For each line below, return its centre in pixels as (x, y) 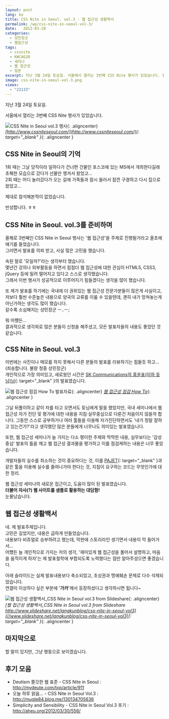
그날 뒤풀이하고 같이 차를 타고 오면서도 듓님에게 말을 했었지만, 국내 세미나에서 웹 (84, 407)
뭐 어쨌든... (16, 320)
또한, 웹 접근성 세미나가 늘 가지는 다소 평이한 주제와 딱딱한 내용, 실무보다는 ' (79, 437)
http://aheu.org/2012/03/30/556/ (47, 711)
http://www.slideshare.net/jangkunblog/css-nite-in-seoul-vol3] (71, 611)
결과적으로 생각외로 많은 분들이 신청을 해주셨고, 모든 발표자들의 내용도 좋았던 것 (83, 327)
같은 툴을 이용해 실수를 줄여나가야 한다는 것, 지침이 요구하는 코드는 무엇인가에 (81, 467)
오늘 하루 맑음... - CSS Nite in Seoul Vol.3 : (55, 694)
